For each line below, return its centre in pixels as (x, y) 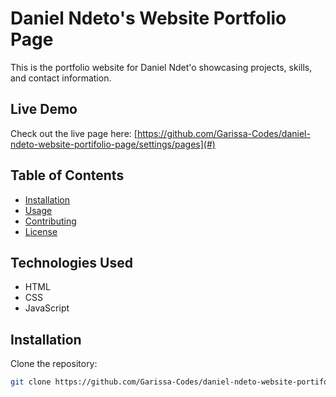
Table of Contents (67, 175)
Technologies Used (71, 262)
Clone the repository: (54, 364)
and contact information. (61, 78)
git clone (31, 382)
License (41, 231)
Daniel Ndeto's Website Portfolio (148, 18)
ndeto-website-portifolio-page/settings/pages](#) (113, 144)
